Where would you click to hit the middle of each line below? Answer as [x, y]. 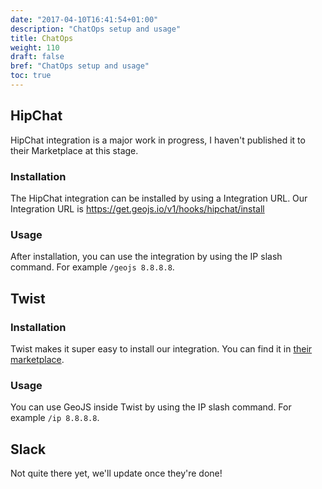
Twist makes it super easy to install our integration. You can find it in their [161, 348]
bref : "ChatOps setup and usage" [80, 66]
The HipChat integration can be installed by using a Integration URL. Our [159, 198]
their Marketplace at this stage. [74, 150]
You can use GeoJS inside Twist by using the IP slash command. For [151, 407]
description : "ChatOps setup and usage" [96, 29]
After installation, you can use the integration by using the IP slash [146, 257]
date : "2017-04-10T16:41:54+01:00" [84, 19]
